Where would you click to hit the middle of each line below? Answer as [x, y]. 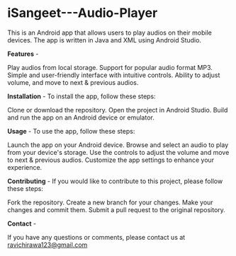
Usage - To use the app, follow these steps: [71, 131]
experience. [25, 167]
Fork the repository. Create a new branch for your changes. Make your [111, 202]
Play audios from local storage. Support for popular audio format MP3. [110, 67]
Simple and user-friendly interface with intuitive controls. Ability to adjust [114, 75]
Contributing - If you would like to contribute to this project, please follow [115, 181]
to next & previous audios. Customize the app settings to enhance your [111, 160]
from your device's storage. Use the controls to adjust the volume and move [118, 152]
